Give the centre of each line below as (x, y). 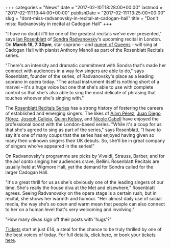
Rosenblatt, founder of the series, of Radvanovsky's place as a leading (80, 76)
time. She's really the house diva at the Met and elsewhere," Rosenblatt (80, 188)
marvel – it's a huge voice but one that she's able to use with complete (79, 87)
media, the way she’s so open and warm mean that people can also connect (85, 204)
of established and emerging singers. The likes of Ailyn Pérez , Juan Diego (83, 113)
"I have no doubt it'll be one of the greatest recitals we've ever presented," (83, 34)
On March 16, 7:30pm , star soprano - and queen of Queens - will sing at (81, 45)
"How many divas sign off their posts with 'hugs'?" (59, 219)
